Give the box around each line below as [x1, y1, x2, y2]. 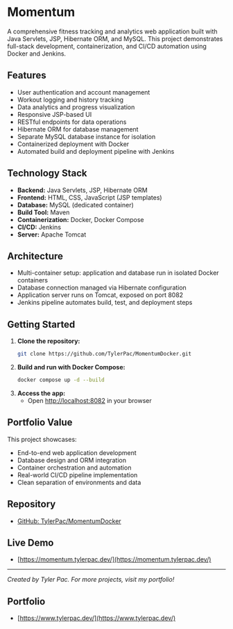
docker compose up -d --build [17, 376, 105, 383]
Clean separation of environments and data [17, 478, 141, 486]
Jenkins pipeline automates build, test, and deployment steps [17, 298, 193, 307]
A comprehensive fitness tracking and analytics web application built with [7, 27, 218, 35]
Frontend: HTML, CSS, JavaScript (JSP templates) [17, 193, 162, 202]
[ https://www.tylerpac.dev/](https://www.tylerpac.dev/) [17, 614, 176, 623]
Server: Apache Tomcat [17, 230, 87, 239]
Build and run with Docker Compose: [17, 363, 126, 372]
